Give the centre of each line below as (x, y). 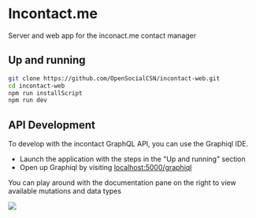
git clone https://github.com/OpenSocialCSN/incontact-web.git (114, 78)
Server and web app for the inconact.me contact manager (102, 35)
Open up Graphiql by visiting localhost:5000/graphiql (106, 168)
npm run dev (28, 100)
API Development (52, 125)
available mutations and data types (65, 191)
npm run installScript (45, 93)
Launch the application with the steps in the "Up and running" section (132, 159)
